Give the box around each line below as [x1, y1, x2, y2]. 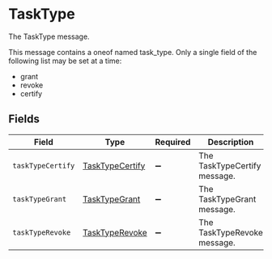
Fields [8, 113, 40, 126]
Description [207, 136, 254, 147]
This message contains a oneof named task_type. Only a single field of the [8, 47, 257, 57]
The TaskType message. [8, 32, 91, 41]
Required [155, 136, 191, 147]
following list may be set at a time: [8, 56, 122, 66]
